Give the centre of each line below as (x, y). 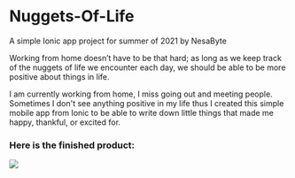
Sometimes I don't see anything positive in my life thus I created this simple (147, 103)
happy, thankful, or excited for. (65, 122)
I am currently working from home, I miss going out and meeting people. (141, 94)
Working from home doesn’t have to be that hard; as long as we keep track (145, 58)
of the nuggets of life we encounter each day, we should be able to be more (147, 67)
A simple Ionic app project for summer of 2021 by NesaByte (118, 41)
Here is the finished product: (72, 145)
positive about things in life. (59, 76)
